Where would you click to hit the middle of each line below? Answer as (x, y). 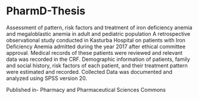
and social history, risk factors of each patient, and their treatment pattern (97, 65)
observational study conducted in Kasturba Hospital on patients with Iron (96, 40)
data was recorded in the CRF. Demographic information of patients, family (98, 59)
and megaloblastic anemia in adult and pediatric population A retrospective (98, 33)
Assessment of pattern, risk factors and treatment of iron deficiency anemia (99, 27)
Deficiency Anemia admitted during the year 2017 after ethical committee (96, 47)
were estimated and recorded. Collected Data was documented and (89, 72)
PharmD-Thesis (46, 11)
